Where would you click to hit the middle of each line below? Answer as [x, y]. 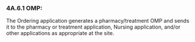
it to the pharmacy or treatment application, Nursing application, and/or [93, 27]
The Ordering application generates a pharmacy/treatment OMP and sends [98, 21]
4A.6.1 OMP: [24, 8]
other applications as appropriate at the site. [60, 33]
